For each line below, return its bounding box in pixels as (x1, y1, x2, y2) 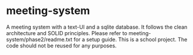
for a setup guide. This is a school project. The (73, 36, 188, 43)
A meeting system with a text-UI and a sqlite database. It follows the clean (6, 23, 188, 30)
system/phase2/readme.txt (6, 36, 72, 43)
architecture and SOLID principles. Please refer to (6, 29, 128, 36)
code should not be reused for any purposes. (6, 42, 117, 49)
